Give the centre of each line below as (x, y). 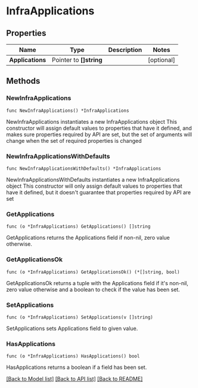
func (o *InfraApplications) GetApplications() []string (78, 227)
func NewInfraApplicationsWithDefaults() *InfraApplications (84, 169)
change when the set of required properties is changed (74, 140)
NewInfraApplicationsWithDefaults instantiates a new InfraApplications (93, 179)
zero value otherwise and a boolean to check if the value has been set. (93, 289)
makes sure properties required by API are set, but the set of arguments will (99, 134)
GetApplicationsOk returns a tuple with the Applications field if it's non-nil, (98, 283)
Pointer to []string (77, 60)
